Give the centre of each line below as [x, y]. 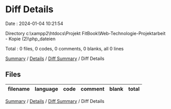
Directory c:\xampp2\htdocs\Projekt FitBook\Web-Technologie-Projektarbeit [85, 33]
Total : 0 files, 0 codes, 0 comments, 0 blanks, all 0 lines [65, 48]
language [47, 89]
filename [19, 89]
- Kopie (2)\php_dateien [30, 39]
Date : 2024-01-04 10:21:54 [34, 23]
